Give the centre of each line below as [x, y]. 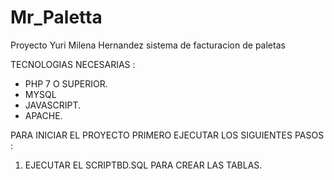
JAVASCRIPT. [53, 105]
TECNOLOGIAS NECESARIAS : [73, 64]
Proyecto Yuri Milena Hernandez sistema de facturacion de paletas [148, 45]
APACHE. [43, 115]
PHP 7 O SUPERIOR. [66, 83]
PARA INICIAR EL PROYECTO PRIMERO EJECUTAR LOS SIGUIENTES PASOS [167, 135]
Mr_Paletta [56, 17]
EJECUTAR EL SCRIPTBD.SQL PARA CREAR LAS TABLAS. [143, 165]
